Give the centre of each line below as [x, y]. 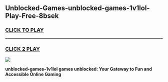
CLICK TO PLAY [24, 30]
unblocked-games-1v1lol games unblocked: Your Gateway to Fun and [79, 69]
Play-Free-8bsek [32, 16]
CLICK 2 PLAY [22, 49]
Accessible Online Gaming [33, 74]
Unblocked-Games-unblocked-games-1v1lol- [77, 8]
